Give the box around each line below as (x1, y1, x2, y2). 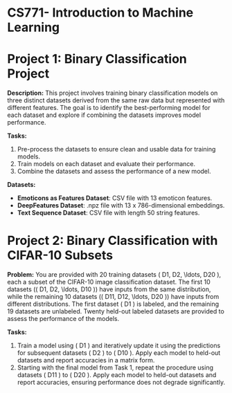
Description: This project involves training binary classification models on (7, 89, 218, 98)
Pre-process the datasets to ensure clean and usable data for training (17, 145, 216, 154)
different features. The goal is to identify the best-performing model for (7, 104, 211, 112)
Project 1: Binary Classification (7, 51, 187, 67)
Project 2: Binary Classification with (7, 233, 218, 248)
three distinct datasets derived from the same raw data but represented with (7, 96, 225, 104)
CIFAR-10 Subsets (7, 248, 113, 264)
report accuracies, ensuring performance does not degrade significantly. (17, 378, 226, 387)
